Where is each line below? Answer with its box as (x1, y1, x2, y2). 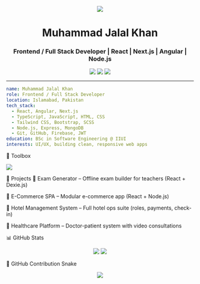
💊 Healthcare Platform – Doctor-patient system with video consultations (6, 222, 182, 229)
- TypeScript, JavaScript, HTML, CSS (11, 114, 105, 120)
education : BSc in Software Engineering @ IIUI (6, 136, 127, 142)
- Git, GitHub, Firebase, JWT (11, 130, 86, 136)
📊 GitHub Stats (6, 234, 44, 241)
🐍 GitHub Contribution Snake (6, 260, 77, 267)
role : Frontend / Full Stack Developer (6, 92, 105, 98)
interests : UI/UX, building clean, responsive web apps (6, 142, 148, 148)
